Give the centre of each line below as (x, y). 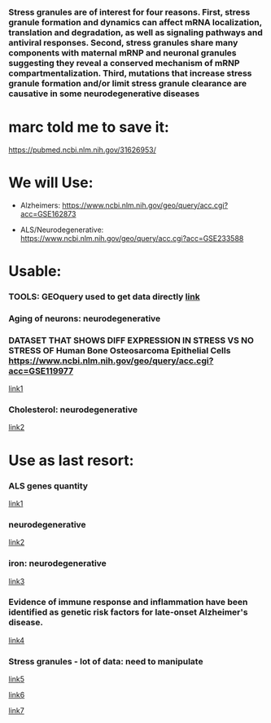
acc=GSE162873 (48, 213)
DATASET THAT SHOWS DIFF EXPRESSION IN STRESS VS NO (131, 340)
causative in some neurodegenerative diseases (104, 94)
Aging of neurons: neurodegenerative (85, 318)
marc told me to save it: (89, 127)
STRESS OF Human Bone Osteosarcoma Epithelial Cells (120, 350)
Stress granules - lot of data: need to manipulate (106, 661)
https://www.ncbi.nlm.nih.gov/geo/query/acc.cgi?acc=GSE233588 (132, 238)
